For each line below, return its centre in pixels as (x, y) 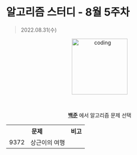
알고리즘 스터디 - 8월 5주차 (68, 12)
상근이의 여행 (48, 142)
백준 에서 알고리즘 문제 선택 (100, 115)
